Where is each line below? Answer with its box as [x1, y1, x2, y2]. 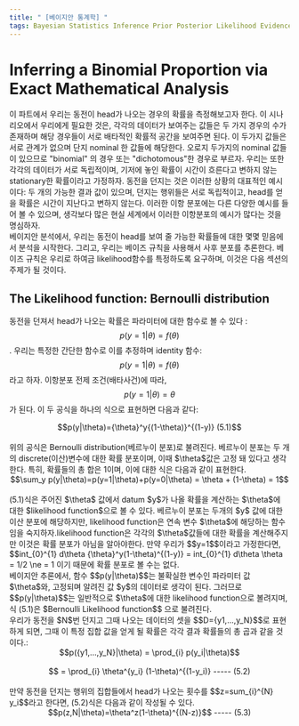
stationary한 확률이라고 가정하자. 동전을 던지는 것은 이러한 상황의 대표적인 [9, 175, 267, 187]
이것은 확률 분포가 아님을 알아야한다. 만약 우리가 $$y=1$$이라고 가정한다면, [18, 539, 282, 550]
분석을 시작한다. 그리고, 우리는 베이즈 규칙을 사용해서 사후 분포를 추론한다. [18, 242, 275, 254]
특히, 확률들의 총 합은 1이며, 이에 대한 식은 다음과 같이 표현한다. [28, 464, 246, 475]
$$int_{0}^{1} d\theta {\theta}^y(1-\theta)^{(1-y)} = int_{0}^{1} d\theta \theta [9, 549, 283, 560]
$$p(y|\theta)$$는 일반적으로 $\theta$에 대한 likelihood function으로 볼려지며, [9, 593, 288, 603]
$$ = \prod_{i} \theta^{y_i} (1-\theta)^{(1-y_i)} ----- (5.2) [48, 666, 251, 677]
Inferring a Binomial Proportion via [9, 60, 269, 80]
